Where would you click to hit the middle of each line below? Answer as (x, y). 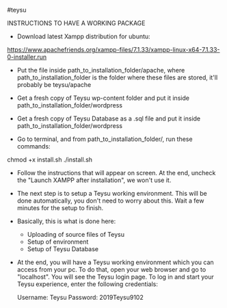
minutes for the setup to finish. (60, 208)
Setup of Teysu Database (63, 249)
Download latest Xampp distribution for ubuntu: (83, 36)
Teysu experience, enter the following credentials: (88, 284)
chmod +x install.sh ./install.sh (50, 159)
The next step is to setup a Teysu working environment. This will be (112, 193)
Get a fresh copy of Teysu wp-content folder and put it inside (103, 98)
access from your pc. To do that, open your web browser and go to (111, 269)
